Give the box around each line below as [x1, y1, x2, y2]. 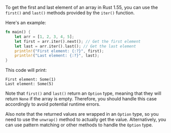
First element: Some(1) [5, 77, 56, 82]
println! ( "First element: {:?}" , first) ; [14, 48, 104, 54]
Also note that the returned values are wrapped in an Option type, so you [5, 111, 159, 117]
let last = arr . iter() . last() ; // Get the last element [14, 43, 137, 49]
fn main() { [5, 30, 31, 35]
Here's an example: [5, 20, 46, 25]
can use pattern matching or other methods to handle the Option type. [5, 122, 153, 128]
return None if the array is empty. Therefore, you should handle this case [5, 96, 157, 102]
